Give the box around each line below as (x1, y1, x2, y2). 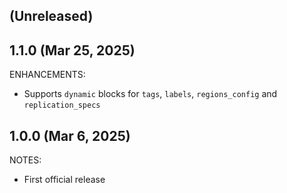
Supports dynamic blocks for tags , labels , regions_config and (23, 88, 278, 100)
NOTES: (9, 154, 42, 166)
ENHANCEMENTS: (9, 69, 86, 81)
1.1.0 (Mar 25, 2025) (9, 42, 136, 59)
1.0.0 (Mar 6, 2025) (9, 127, 131, 144)
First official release (23, 174, 106, 186)
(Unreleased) (9, 8, 94, 25)
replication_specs (23, 100, 101, 111)
